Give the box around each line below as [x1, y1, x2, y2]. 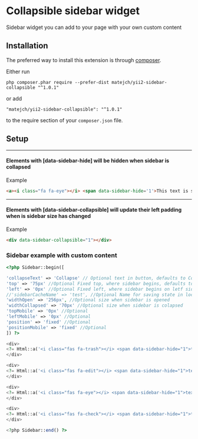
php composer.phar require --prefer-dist [6, 79, 110, 85]
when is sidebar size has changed [6, 213, 91, 220]
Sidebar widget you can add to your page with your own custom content [6, 24, 182, 31]
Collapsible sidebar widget [6, 4, 140, 18]
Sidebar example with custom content [6, 251, 118, 259]
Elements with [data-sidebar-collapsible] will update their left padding [6, 206, 182, 213]
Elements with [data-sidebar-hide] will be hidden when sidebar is [6, 157, 170, 164]
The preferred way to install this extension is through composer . [6, 56, 161, 63]
